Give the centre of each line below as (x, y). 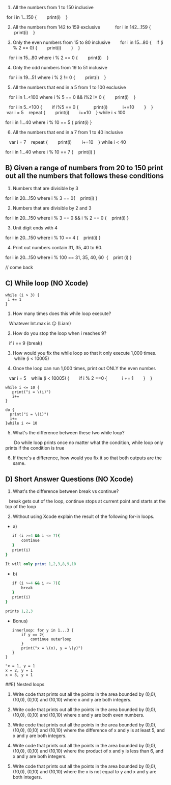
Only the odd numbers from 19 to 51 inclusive (60, 68)
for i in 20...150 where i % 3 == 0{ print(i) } (51, 198)
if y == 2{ (33, 635)
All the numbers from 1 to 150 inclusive (53, 7)
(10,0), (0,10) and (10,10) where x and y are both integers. (72, 699)
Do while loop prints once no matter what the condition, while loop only (89, 442)
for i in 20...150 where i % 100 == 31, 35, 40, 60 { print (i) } (68, 257)
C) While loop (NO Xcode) (47, 283)
